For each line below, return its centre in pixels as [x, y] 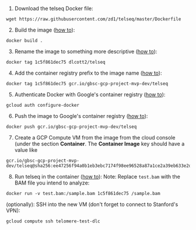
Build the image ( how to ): [45, 30]
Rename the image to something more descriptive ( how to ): [86, 51]
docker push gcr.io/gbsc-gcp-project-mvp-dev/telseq [71, 127]
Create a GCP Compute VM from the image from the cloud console [95, 137]
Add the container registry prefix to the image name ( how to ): [88, 73]
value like [26, 150]
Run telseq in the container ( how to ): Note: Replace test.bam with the [97, 177]
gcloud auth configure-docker [43, 105]
